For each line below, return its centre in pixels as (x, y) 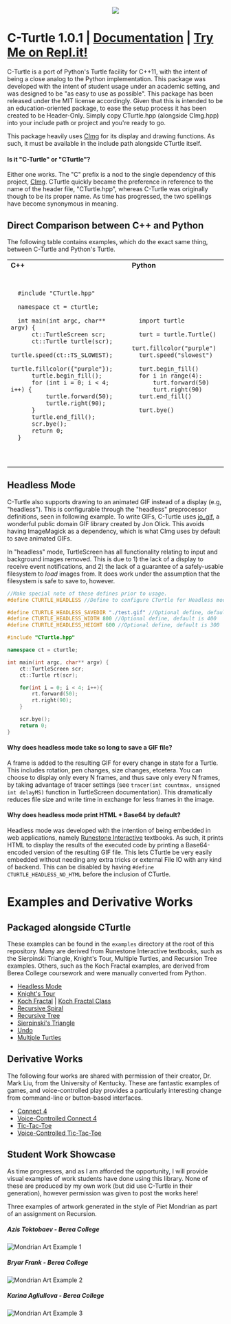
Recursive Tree (38, 1016)
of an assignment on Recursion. (52, 1213)
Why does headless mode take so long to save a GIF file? (90, 748)
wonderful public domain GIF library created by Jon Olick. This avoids (106, 523)
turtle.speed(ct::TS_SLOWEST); (62, 355)
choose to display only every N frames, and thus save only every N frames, (113, 777)
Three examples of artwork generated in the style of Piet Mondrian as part (112, 1206)
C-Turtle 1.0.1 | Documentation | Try (110, 38)
